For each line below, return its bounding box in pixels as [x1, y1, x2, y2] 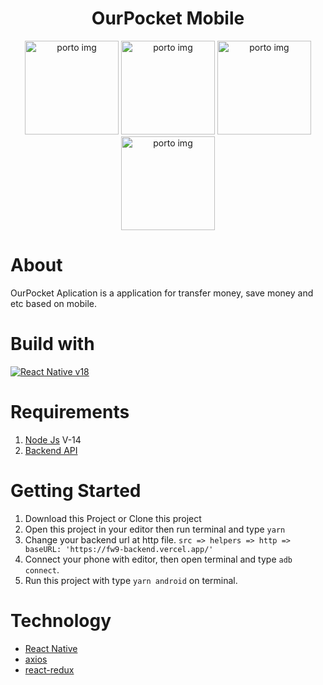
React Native [24, 642, 78, 654]
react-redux [24, 663, 75, 676]
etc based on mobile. [10, 297, 97, 309]
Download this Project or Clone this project [24, 512, 202, 524]
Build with [10, 333, 95, 356]
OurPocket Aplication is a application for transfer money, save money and [10, 287, 314, 299]
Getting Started [10, 479, 142, 502]
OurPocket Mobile [91, 7, 245, 30]
